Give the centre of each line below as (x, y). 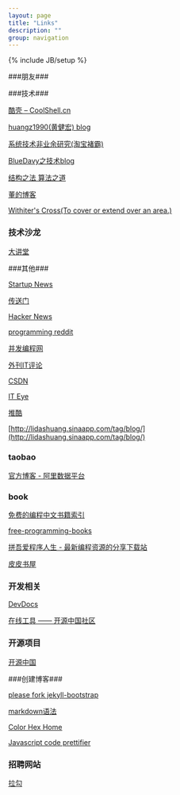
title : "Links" (33, 23)
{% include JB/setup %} (48, 60)
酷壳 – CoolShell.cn (40, 110)
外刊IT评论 (25, 365)
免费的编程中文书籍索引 (46, 515)
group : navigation (38, 38)
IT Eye (19, 396)
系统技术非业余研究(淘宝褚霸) (56, 144)
